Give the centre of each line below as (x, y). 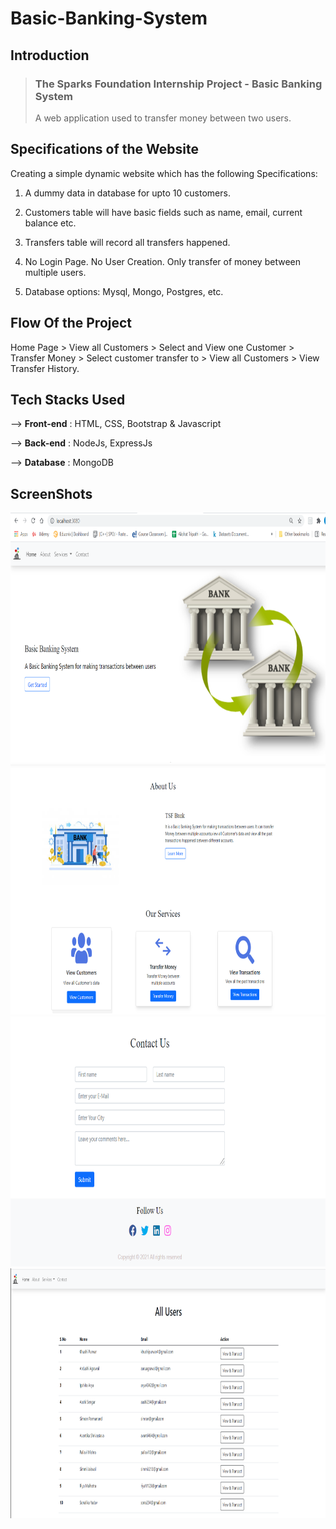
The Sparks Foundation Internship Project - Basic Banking (178, 84)
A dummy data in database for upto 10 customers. (127, 193)
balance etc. (50, 223)
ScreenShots (51, 493)
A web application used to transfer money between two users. (163, 118)
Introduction (50, 55)
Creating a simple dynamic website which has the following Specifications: (164, 173)
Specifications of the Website (105, 149)
